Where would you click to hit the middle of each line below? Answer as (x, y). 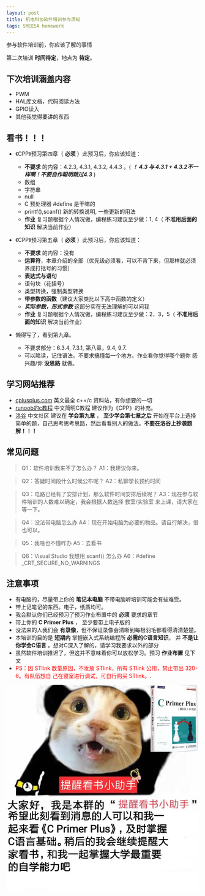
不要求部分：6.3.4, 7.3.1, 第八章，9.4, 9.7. (76, 348)
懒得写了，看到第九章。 (45, 335)
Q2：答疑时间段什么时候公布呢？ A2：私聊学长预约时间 (91, 481)
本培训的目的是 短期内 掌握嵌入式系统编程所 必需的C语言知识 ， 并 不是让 (107, 638)
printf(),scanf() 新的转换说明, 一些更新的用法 (80, 212)
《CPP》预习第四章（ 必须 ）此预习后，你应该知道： (78, 154)
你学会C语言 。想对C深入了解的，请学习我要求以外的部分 (87, 646)
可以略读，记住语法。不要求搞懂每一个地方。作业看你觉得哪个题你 (107, 356)
